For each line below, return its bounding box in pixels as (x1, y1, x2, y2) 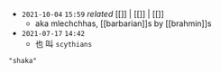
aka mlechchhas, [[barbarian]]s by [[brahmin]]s (34, 18, 212, 29)
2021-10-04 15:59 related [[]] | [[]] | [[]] (21, 9, 164, 19)
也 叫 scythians (34, 39, 92, 49)
